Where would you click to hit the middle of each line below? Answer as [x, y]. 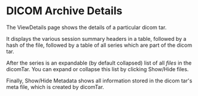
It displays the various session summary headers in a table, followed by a [96, 39]
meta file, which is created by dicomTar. [55, 87]
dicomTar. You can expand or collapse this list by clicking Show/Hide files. [98, 69]
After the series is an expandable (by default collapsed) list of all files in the [99, 63]
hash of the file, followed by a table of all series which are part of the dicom [99, 45]
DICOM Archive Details [64, 11]
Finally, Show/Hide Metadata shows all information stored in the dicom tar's [99, 81]
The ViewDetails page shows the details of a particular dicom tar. [86, 27]
